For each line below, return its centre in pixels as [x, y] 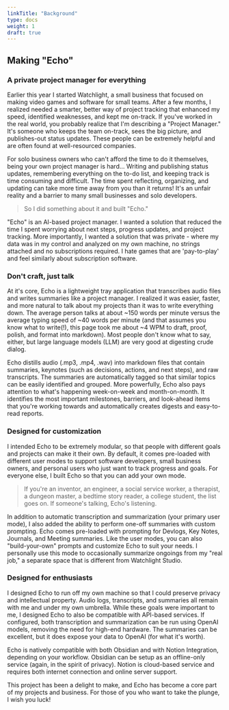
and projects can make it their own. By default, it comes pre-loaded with [109, 454]
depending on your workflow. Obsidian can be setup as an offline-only [106, 657]
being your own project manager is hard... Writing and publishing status [108, 166]
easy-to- [208, 406]
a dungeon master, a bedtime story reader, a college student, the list [120, 496]
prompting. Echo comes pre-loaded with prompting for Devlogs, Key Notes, [113, 531]
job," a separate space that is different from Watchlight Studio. [95, 560]
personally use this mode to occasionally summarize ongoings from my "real [115, 553]
